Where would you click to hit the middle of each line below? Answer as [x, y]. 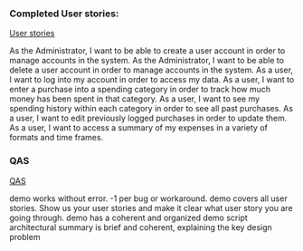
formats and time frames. [57, 138]
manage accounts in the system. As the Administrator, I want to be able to [147, 61]
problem [25, 237]
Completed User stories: [64, 14]
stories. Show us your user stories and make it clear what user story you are [151, 208]
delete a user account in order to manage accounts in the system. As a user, [151, 70]
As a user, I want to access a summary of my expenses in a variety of [139, 128]
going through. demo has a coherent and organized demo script [129, 217]
